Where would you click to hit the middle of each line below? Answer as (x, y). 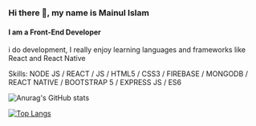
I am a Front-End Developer (55, 32)
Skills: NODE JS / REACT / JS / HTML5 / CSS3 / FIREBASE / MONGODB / (128, 74)
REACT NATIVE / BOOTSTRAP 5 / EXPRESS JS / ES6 (95, 83)
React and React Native (47, 59)
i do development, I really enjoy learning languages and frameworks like (127, 50)
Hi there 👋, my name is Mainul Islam (79, 13)
